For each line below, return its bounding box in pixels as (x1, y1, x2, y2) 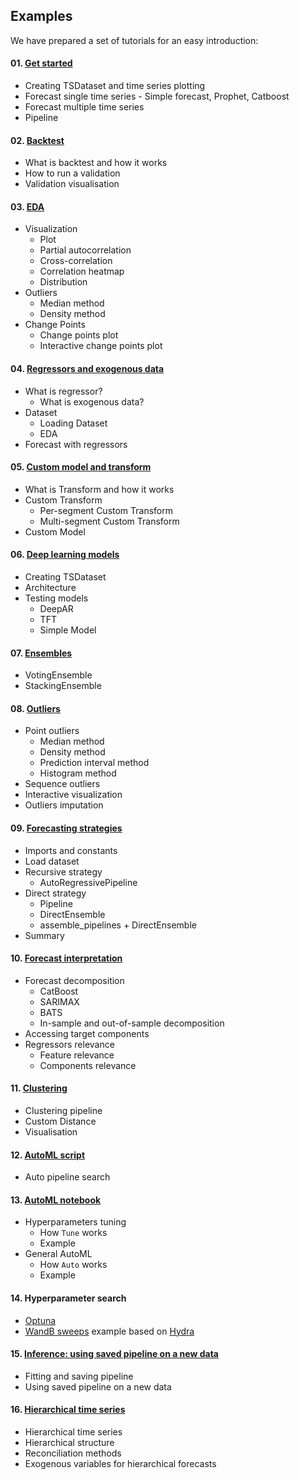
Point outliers (24, 725, 80, 737)
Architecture (24, 582, 77, 594)
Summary (24, 929, 65, 941)
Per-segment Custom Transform (39, 504, 174, 516)
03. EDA (10, 200, 45, 213)
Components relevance (39, 1059, 137, 1071)
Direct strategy (24, 887, 87, 899)
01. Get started (10, 57, 73, 69)
